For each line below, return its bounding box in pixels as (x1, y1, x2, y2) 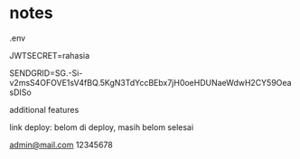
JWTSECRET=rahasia (9, 50, 90, 61)
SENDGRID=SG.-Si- (9, 67, 83, 79)
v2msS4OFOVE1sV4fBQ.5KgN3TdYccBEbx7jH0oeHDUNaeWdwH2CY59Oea (9, 77, 292, 88)
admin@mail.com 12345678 (9, 139, 113, 150)
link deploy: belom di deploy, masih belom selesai (9, 121, 194, 133)
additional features (9, 104, 80, 115)
